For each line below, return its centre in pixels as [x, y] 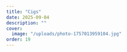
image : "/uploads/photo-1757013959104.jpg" [66, 34]
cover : [14, 28]
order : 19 [19, 39]
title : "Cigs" [24, 12]
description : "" [26, 23]
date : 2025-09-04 [28, 17]
